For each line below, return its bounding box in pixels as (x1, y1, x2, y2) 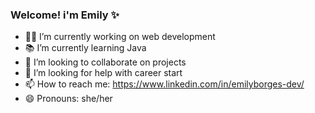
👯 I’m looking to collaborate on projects (24, 56, 187, 68)
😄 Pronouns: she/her (24, 93, 113, 105)
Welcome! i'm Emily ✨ (10, 8, 120, 22)
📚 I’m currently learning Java (24, 42, 147, 54)
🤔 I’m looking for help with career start (24, 67, 183, 79)
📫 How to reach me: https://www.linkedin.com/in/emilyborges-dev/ (24, 78, 305, 90)
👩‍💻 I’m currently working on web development (24, 31, 216, 43)
